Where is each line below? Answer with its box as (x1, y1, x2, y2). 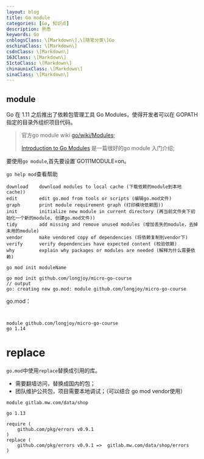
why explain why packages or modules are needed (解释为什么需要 (6, 248, 191, 254)
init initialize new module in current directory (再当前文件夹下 (6, 209, 191, 215)
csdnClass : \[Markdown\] (6, 49, 69, 55)
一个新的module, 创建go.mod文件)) (15, 215, 96, 222)
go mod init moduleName (6, 265, 67, 271)
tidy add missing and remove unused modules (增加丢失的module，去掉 (6, 222, 199, 228)
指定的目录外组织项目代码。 (6, 118, 76, 126)
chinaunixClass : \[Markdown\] (6, 65, 83, 72)
